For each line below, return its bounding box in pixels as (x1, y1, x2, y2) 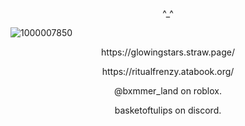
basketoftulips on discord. (114, 104, 222, 116)
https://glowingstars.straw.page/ (101, 46, 235, 58)
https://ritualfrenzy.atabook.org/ (101, 66, 235, 77)
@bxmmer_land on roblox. (113, 85, 223, 97)
